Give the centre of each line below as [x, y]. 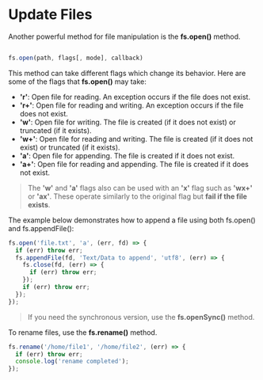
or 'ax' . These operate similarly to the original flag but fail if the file [137, 196]
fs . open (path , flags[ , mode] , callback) [76, 58]
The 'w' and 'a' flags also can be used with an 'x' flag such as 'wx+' [140, 188]
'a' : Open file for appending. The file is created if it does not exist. [127, 155]
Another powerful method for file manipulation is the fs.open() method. [124, 36]
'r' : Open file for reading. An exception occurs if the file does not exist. [135, 97]
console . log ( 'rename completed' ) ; [72, 362]
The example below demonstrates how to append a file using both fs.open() [132, 220]
